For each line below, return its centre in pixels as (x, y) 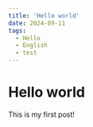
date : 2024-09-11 (37, 23)
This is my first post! (42, 114)
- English (31, 46)
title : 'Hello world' (44, 16)
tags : (17, 30)
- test (26, 53)
